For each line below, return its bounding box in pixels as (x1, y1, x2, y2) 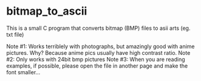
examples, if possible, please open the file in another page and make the (6, 62, 188, 69)
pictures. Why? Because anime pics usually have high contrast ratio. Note (6, 49, 191, 56)
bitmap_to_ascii (6, 4, 87, 18)
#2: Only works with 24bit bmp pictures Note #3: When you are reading (6, 55, 185, 63)
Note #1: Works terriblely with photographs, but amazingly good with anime (6, 43, 196, 50)
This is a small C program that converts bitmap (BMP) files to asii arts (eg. (6, 24, 191, 32)
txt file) (6, 30, 24, 38)
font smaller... (6, 68, 41, 76)
